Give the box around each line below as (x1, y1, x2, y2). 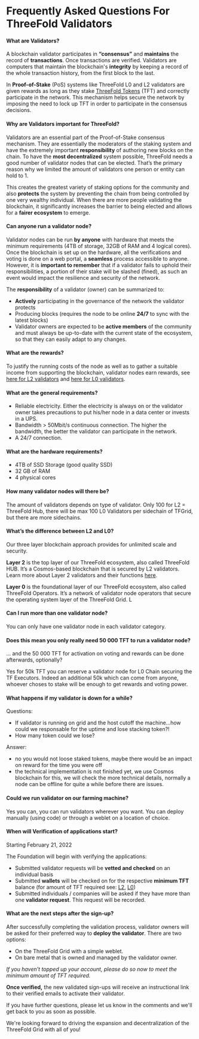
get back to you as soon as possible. (6, 1008, 97, 1015)
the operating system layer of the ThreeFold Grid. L (6, 596, 133, 603)
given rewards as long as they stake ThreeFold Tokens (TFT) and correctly (6, 87, 190, 95)
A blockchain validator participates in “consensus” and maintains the (6, 50, 179, 58)
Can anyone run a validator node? (6, 223, 91, 230)
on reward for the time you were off (14, 762, 103, 769)
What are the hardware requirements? (6, 448, 103, 455)
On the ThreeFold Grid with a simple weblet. (14, 948, 124, 955)
